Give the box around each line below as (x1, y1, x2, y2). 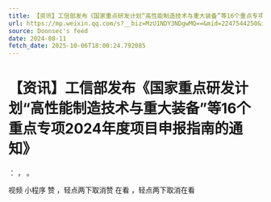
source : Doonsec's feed (8, 27, 89, 35)
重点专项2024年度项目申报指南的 (8, 120, 229, 138)
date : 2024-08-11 (8, 34, 67, 43)
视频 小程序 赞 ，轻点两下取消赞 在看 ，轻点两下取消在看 (8, 185, 195, 195)
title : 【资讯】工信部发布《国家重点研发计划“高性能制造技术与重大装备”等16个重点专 (8, 11, 258, 20)
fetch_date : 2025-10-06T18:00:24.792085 (8, 42, 147, 50)
